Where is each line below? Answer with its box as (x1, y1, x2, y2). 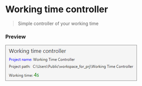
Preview (5, 33, 26, 40)
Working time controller (5, 4, 108, 15)
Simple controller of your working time (17, 20, 99, 26)
